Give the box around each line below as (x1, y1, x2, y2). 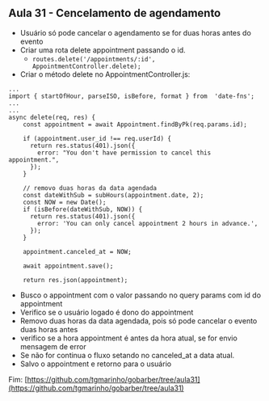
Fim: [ (8, 374, 27, 384)
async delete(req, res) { (8, 113, 95, 121)
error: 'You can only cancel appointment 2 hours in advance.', (37, 219, 258, 227)
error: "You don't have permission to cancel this (37, 149, 212, 157)
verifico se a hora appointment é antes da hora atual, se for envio (19, 333, 238, 343)
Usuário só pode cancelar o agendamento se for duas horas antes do (19, 27, 252, 37)
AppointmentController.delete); (32, 62, 141, 70)
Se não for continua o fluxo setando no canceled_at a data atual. (19, 350, 235, 360)
